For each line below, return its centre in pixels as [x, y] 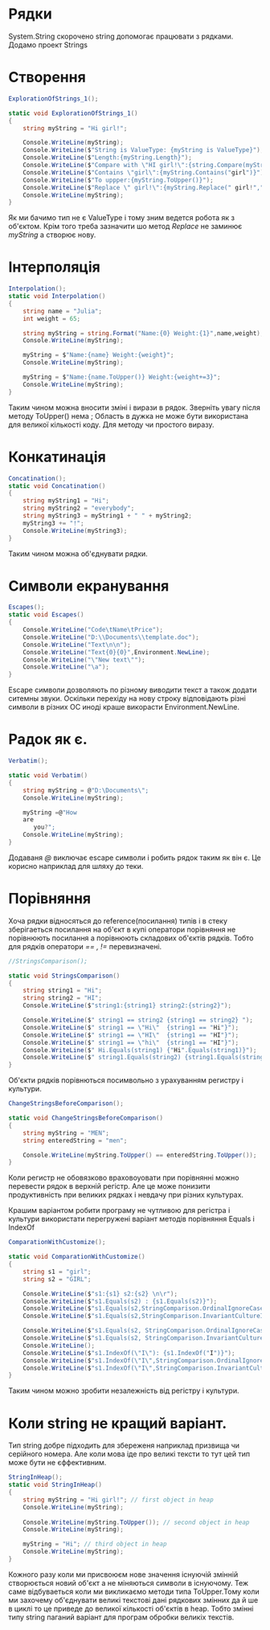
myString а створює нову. [52, 235]
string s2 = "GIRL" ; [57, 1279]
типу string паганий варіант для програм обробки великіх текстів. [121, 1617]
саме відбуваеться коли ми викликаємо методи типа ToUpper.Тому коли [134, 1591]
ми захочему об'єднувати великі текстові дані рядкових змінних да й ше [133, 1599]
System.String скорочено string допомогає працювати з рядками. [121, 36]
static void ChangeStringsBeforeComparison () [86, 1118]
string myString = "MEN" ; [66, 1133]
